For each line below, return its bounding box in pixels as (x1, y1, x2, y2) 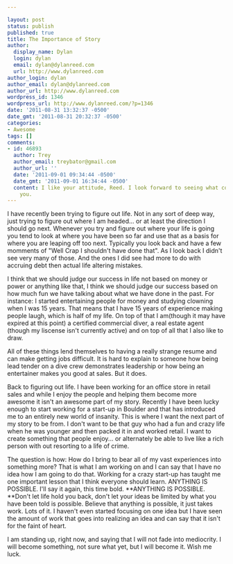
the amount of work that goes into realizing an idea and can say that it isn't (7, 515, 221, 523)
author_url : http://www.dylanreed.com (7, 88, 119, 94)
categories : (7, 119, 42, 126)
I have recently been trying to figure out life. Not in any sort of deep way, (7, 210, 215, 218)
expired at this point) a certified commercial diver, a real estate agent (7, 319, 205, 327)
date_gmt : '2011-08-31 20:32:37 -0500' (7, 113, 123, 120)
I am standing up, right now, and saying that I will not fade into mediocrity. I (7, 536, 222, 544)
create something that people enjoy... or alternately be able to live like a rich (7, 435, 224, 443)
